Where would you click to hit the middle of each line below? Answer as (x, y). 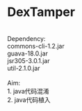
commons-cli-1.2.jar (36, 46)
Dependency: (26, 38)
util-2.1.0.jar (24, 68)
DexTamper (41, 12)
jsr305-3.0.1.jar (28, 60)
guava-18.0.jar (28, 53)
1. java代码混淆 (28, 91)
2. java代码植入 (29, 100)
